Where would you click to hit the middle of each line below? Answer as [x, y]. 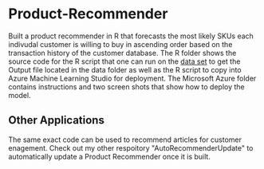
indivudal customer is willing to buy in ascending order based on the [120, 44]
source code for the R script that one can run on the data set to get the [124, 61]
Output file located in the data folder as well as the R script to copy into [125, 69]
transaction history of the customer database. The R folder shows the [122, 53]
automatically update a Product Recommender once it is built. [110, 156]
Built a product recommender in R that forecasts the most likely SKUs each [131, 36]
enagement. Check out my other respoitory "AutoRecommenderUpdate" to [131, 147]
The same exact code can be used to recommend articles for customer [125, 140]
